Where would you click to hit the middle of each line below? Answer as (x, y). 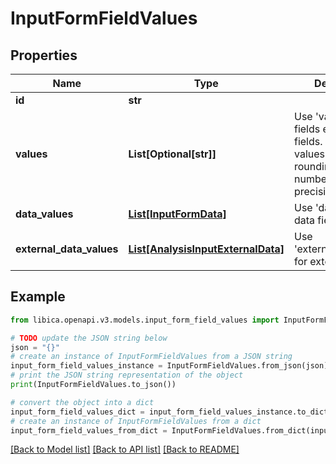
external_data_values (67, 249)
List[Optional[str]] (172, 154)
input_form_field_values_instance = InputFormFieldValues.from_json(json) (169, 366)
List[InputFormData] (177, 214)
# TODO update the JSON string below (89, 338)
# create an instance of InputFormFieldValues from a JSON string (151, 357)
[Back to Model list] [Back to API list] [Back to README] (125, 449)
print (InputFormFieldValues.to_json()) (93, 385)
